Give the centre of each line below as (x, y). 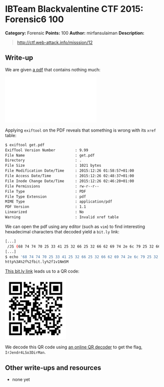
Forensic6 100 (35, 19)
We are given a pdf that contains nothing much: (53, 69)
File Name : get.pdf (50, 155)
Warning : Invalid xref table (62, 217)
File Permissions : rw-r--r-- (52, 186)
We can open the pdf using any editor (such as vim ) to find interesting (75, 227)
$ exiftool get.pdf (25, 145)
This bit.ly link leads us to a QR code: (42, 271)
